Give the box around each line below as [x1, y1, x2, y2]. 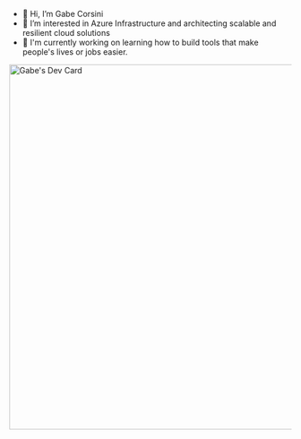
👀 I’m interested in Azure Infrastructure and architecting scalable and [21, 18, 277, 29]
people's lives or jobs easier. [21, 47, 128, 57]
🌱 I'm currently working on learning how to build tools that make [21, 37, 259, 47]
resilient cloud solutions [21, 28, 110, 38]
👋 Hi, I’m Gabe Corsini [21, 9, 104, 19]
